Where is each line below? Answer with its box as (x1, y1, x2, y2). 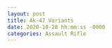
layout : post (7, 10, 46, 18)
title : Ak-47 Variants (7, 17, 74, 24)
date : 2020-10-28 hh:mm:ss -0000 (7, 23, 106, 30)
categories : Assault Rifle (7, 30, 87, 37)
